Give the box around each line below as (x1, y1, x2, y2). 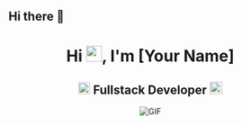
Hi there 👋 (8, 9, 65, 24)
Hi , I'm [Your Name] (66, 46, 235, 66)
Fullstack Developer (93, 82, 208, 97)
